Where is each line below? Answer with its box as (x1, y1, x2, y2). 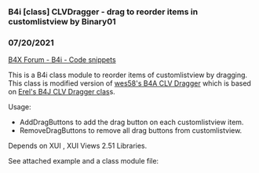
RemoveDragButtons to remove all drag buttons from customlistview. (19, 126, 243, 135)
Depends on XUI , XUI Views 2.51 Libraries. (8, 141, 148, 151)
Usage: (8, 102, 31, 112)
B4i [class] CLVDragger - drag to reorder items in (8, 6, 199, 17)
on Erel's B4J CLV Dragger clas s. (8, 87, 115, 97)
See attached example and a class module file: (8, 156, 159, 166)
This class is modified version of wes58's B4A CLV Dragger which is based (8, 79, 251, 88)
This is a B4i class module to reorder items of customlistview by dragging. (8, 70, 248, 80)
